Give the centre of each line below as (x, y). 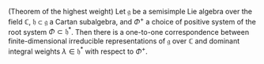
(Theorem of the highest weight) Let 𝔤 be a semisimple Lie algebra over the (130, 11)
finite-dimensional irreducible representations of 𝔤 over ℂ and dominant (124, 41)
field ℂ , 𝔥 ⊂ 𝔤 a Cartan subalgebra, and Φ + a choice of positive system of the (132, 21)
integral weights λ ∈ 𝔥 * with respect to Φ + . (78, 51)
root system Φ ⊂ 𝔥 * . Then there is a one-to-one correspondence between (129, 31)
